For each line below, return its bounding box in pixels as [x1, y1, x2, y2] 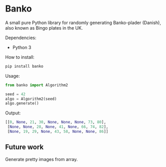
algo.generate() [5, 101, 39, 106]
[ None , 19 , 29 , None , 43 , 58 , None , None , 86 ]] [7, 129, 108, 134]
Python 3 [12, 44, 31, 50]
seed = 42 [5, 91, 26, 97]
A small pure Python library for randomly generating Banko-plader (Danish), [5, 20, 161, 26]
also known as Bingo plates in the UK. [5, 25, 83, 31]
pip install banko [5, 64, 43, 69]
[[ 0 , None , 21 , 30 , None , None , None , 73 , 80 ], [5, 120, 106, 125]
